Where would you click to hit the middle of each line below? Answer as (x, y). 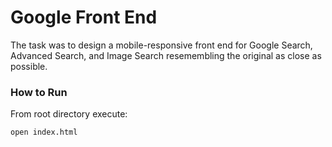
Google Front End (84, 17)
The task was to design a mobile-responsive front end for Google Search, (161, 45)
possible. (29, 66)
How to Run (39, 92)
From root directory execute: (69, 114)
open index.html (44, 132)
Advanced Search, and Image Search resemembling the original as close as (166, 55)
